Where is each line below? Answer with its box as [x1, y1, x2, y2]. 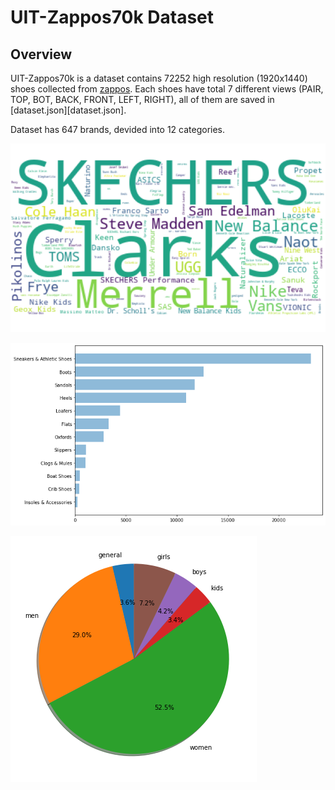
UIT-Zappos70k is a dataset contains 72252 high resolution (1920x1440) [10, 72, 308, 84]
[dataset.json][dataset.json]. [10, 104, 127, 116]
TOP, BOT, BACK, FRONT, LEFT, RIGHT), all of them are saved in [10, 94, 275, 105]
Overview [10, 46, 73, 63]
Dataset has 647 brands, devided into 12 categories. [10, 124, 226, 135]
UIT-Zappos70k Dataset [10, 6, 215, 29]
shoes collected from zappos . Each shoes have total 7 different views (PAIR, [10, 83, 324, 95]
